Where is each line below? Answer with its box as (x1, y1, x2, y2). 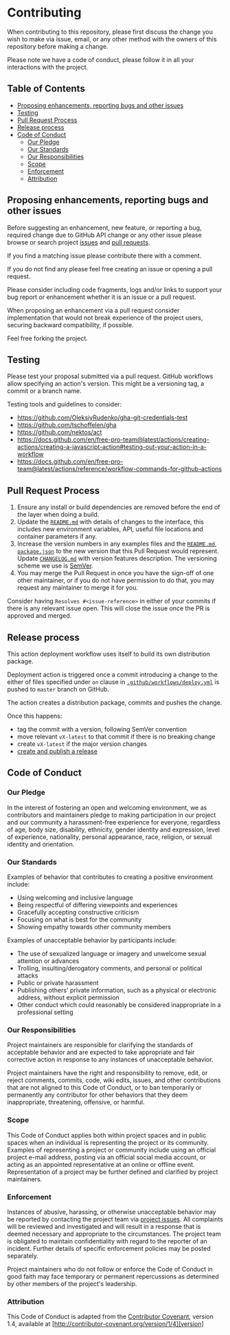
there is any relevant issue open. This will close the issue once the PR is (7, 604, 211, 612)
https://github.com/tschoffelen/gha (16, 421, 117, 429)
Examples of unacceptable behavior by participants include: (7, 935, 177, 944)
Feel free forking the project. (7, 334, 88, 342)
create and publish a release (16, 747, 98, 755)
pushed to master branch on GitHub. (7, 685, 110, 693)
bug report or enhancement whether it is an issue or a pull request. (7, 293, 196, 301)
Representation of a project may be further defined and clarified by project (7, 1168, 218, 1176)
